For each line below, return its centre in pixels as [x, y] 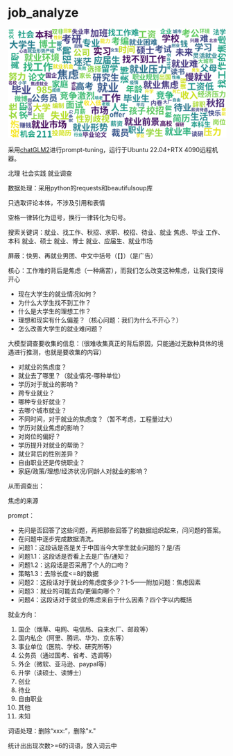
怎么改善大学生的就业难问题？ [60, 329]
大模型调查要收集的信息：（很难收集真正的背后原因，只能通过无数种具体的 [113, 343]
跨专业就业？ [36, 393]
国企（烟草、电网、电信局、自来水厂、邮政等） [85, 629]
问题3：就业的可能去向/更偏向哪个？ [70, 591]
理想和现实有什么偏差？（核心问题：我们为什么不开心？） [100, 320]
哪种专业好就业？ [42, 402]
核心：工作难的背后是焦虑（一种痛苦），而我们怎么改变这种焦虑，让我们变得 [116, 270]
